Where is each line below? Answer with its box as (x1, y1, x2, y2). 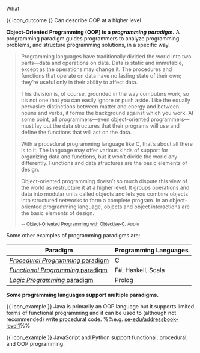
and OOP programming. (6, 340, 65, 347)
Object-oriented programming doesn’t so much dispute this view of (20, 178, 188, 184)
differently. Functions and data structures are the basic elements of (20, 160, 187, 166)
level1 (6, 322, 20, 329)
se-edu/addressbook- (124, 316, 178, 323)
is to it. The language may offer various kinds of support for (20, 147, 169, 154)
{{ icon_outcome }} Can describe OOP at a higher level (6, 17, 141, 23)
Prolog (114, 276, 133, 284)
